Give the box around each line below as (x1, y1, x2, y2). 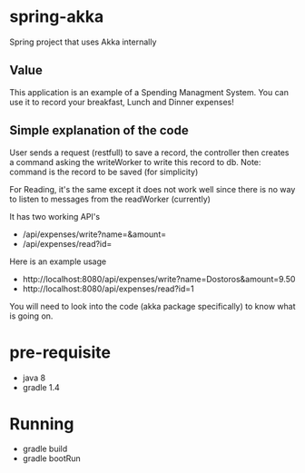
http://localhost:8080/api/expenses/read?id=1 (22, 283, 195, 294)
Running (9, 413, 74, 434)
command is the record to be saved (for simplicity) (9, 166, 199, 177)
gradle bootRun (22, 453, 82, 464)
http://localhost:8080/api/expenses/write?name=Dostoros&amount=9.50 (22, 273, 296, 284)
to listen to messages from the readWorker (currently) (9, 193, 212, 204)
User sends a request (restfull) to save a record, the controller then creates (9, 147, 290, 158)
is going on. (9, 310, 54, 321)
